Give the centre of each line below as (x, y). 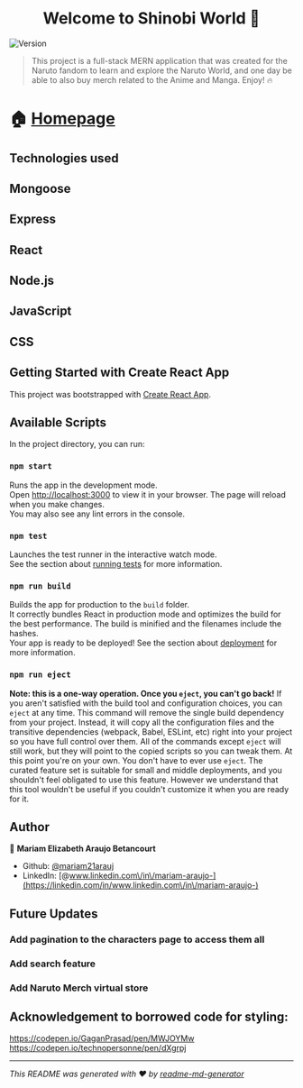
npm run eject (40, 675)
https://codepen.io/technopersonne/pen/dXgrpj (98, 1048)
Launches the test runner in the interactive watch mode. (114, 554)
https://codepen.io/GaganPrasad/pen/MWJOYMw (102, 1038)
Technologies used (64, 158)
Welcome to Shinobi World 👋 (151, 18)
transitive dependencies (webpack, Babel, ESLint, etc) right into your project (151, 731)
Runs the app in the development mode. (83, 485)
